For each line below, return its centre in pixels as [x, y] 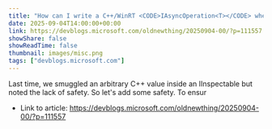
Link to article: [44, 108]
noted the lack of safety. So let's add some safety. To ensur [108, 92]
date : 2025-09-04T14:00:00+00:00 [65, 23]
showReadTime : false [43, 46]
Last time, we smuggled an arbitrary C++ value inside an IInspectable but [131, 83]
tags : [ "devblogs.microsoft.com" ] [67, 61]
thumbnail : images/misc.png [56, 53]
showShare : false [38, 38]
